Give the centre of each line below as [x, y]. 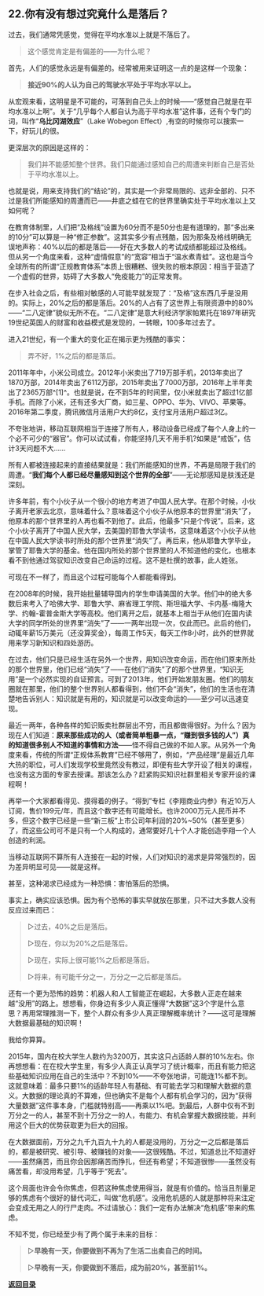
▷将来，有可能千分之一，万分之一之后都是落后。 [106, 976]
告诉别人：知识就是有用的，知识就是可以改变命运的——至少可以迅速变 [135, 699]
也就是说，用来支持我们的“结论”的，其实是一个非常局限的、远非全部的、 [125, 190]
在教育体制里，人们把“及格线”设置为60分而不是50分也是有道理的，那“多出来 [132, 227]
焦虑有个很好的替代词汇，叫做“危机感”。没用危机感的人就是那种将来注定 [138, 1198]
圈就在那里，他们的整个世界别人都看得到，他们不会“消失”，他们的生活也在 [128, 688]
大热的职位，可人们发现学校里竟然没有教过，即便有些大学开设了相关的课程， [132, 764]
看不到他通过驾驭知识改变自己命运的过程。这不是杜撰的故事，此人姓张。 [125, 560]
